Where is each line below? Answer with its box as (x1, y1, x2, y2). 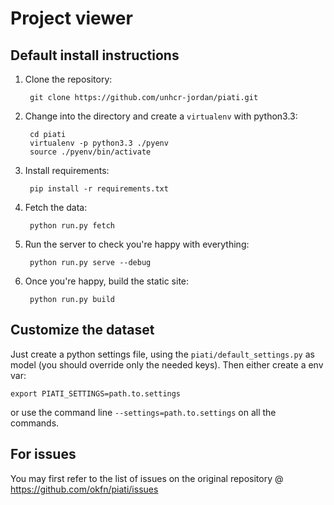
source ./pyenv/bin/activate (29, 147, 152, 157)
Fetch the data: (24, 202, 88, 213)
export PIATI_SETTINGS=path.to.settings (10, 388, 182, 399)
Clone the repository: (24, 73, 113, 85)
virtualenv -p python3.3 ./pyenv (29, 138, 169, 148)
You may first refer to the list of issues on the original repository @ (10, 472, 284, 484)
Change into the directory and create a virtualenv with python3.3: (24, 110, 298, 122)
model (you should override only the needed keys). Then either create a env (10, 358, 324, 371)
